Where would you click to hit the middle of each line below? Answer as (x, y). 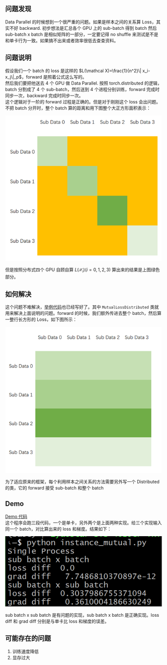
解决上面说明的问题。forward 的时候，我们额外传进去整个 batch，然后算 (87, 313)
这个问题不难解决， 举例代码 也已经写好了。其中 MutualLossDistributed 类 (80, 307)
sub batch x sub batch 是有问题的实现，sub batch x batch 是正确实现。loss (82, 615)
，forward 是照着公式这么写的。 (54, 77)
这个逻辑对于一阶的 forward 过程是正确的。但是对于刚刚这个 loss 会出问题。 (83, 101)
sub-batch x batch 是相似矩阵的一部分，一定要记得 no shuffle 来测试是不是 (82, 34)
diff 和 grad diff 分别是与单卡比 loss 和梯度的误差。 (57, 621)
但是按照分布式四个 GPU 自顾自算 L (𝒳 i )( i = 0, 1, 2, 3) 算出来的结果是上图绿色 (83, 270)
